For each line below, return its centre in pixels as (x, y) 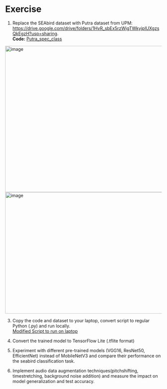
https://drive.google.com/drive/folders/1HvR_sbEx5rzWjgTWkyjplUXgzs (86, 28)
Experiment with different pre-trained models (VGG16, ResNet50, (79, 350)
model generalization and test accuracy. (53, 381)
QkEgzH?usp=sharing (35, 33)
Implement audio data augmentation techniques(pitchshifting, (75, 371)
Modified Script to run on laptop (45, 331)
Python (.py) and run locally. (41, 326)
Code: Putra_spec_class (37, 39)
